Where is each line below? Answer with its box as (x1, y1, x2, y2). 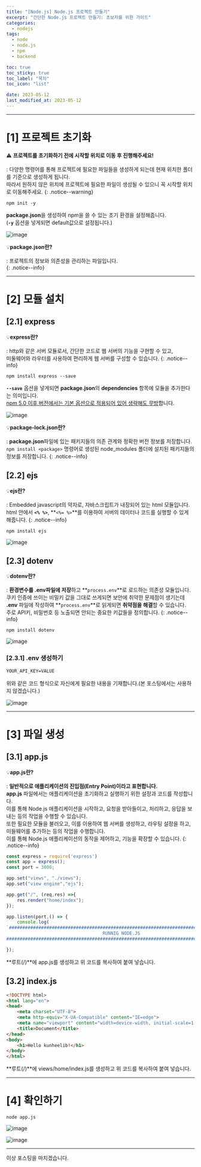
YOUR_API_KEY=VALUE (6, 668, 55, 674)
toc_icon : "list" (6, 81, 50, 87)
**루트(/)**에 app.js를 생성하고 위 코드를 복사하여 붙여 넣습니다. (6, 958, 156, 965)
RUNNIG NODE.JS (102, 930, 141, 936)
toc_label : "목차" (6, 76, 50, 82)
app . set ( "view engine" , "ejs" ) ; (6, 881, 84, 887)
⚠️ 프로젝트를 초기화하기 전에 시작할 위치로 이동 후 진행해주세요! (6, 151, 154, 159)
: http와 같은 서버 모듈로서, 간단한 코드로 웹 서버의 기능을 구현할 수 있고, (6, 347, 173, 354)
